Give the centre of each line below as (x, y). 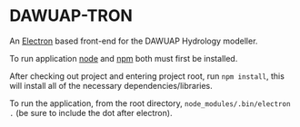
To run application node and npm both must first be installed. (124, 58)
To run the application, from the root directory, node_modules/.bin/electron (150, 103)
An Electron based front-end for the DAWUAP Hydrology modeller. (134, 41)
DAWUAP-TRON (71, 16)
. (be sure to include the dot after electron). (91, 112)
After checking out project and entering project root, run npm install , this (147, 76)
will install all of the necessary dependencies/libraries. (111, 85)
